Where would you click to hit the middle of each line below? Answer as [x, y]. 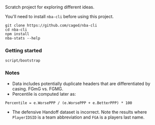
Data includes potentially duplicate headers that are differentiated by [81, 83]
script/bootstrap [23, 61]
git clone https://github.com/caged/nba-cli [51, 25]
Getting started [24, 50]
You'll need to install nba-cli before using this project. [59, 16]
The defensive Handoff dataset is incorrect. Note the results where [79, 112]
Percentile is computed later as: [44, 94]
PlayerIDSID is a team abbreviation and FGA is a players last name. [78, 117]
